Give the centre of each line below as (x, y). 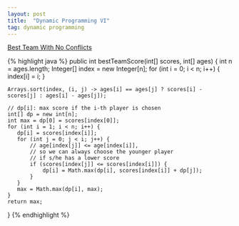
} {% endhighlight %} (39, 215)
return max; (25, 202)
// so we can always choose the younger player (102, 152)
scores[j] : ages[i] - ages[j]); (57, 96)
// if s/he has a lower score (75, 158)
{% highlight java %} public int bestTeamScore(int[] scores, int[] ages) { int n (120, 61)
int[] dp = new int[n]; (43, 115)
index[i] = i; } (26, 76)
